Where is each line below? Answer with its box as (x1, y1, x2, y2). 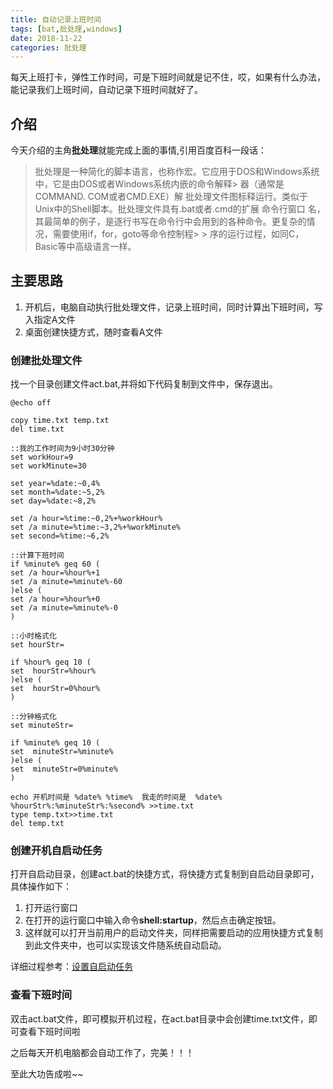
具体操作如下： (10, 881, 72, 893)
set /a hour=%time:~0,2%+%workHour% (10, 514, 163, 524)
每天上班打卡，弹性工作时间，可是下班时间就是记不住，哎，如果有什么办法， (10, 71, 326, 83)
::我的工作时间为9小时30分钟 (10, 444, 115, 454)
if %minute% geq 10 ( (10, 738, 101, 748)
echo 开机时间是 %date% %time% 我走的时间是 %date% (10, 792, 223, 803)
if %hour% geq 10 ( (10, 657, 92, 668)
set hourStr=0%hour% (10, 684, 101, 694)
